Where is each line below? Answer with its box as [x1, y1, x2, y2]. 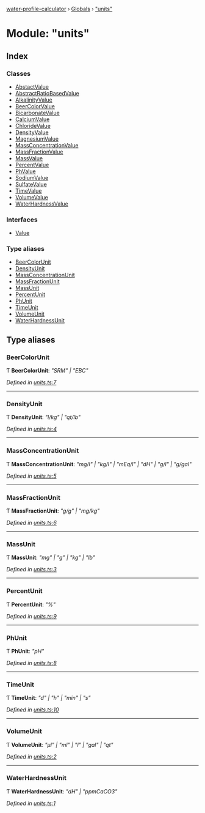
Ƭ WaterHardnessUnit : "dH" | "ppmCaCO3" [6, 787, 118, 795]
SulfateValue [15, 180, 47, 188]
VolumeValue [15, 193, 49, 201]
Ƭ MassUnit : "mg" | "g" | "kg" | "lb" [6, 554, 96, 562]
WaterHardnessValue [15, 200, 68, 207]
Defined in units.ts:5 [6, 472, 57, 480]
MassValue [15, 154, 43, 161]
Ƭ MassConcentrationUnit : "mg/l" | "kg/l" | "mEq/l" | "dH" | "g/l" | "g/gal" [6, 460, 192, 467]
